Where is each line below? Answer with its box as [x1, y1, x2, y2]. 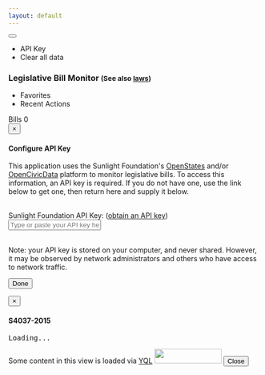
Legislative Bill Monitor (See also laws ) [8, 72, 152, 83]
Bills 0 [8, 114, 29, 124]
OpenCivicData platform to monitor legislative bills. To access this [8, 170, 225, 179]
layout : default [8, 11, 62, 20]
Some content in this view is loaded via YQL [8, 356, 153, 365]
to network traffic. [8, 262, 68, 272]
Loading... [8, 333, 51, 343]
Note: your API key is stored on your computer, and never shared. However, [8, 245, 258, 255]
